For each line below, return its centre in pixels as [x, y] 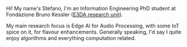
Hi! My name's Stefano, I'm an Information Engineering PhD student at [91, 8]
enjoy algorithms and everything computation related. [71, 38]
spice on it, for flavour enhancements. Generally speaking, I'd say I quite [94, 32]
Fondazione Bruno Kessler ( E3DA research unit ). [65, 15]
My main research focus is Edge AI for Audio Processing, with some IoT [93, 26]
